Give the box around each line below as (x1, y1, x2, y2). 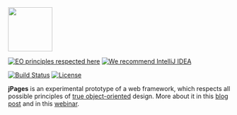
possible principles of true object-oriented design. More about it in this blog (8, 92, 229, 100)
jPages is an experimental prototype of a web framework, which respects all (8, 85, 231, 92)
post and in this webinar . (8, 99, 80, 108)
